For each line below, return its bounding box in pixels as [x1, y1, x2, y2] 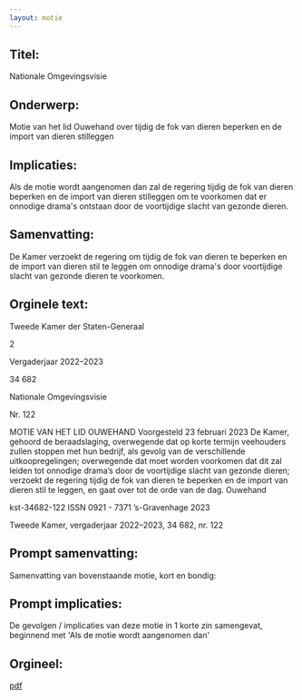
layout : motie [9, 13, 63, 23]
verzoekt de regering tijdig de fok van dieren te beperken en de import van [9, 474, 288, 486]
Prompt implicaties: [9, 596, 122, 611]
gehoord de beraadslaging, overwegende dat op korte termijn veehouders [9, 436, 287, 447]
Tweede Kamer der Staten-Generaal [9, 320, 145, 331]
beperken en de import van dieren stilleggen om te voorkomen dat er [9, 192, 268, 202]
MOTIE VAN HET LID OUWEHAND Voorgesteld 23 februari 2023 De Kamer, [9, 426, 290, 437]
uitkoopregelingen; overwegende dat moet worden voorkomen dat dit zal [9, 455, 283, 466]
